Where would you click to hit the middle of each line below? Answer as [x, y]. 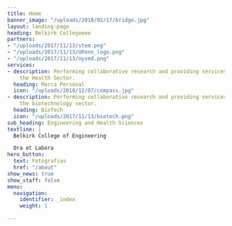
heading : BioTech [38, 110]
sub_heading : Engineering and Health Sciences [75, 123]
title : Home [24, 13]
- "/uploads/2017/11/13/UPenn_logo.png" [66, 53]
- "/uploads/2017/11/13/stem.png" [57, 46]
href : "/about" [35, 167]
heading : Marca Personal [49, 84]
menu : [15, 187]
